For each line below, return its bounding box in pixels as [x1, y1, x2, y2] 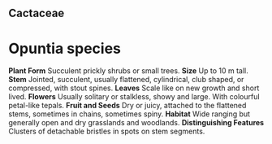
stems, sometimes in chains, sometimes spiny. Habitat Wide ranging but [8, 109, 250, 119]
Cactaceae [8, 7, 65, 20]
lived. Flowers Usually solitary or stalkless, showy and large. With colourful [8, 92, 260, 102]
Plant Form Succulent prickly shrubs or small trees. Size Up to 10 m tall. [8, 66, 249, 76]
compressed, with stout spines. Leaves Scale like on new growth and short [8, 83, 260, 93]
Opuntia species [8, 39, 122, 58]
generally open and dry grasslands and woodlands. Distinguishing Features [8, 118, 265, 128]
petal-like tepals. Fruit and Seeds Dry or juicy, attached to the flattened [8, 101, 247, 111]
